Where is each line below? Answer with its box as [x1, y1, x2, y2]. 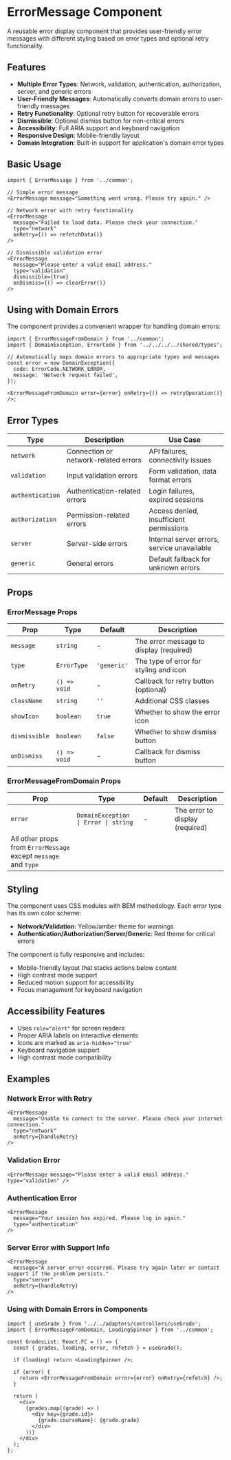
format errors [148, 475, 192, 485]
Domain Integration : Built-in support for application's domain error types [16, 139, 225, 147]
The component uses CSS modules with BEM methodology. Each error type [7, 901, 222, 910]
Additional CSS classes [135, 696, 210, 705]
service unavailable [148, 543, 212, 553]
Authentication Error [7, 1193, 78, 1203]
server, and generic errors [16, 87, 91, 95]
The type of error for [135, 656, 201, 666]
